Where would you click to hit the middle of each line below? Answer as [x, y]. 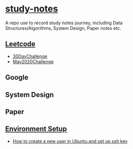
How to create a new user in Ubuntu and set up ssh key [70, 141]
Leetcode [20, 44]
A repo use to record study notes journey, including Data [64, 23]
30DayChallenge [30, 56]
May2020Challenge [33, 62]
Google [17, 78]
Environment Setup [36, 129]
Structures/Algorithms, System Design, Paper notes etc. [63, 28]
